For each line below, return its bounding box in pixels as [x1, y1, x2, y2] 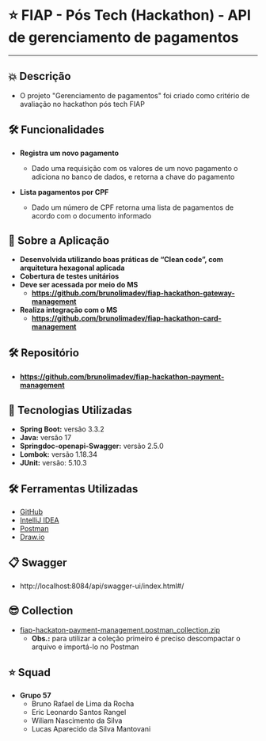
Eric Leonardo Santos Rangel [31, 708, 127, 717]
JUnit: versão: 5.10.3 [19, 458, 87, 468]
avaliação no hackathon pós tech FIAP [19, 99, 145, 108]
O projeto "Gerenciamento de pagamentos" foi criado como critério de [19, 90, 250, 100]
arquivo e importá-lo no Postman [31, 642, 139, 652]
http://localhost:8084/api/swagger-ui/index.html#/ [19, 581, 184, 591]
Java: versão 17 [19, 433, 72, 443]
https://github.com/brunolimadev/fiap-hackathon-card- [31, 313, 222, 323]
